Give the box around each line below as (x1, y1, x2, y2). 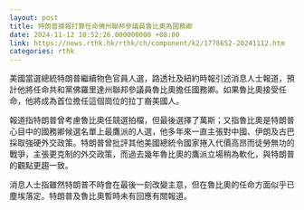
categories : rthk (9, 47, 75, 56)
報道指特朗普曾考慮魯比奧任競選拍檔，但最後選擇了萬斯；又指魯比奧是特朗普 (9, 115, 295, 126)
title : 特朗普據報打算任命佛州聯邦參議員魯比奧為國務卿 (9, 22, 193, 31)
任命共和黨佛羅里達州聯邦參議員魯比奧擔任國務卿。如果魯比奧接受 (33, 84, 279, 95)
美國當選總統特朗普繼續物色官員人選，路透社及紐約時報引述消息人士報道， (9, 73, 287, 84)
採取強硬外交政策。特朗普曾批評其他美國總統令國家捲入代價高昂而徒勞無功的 (9, 138, 295, 148)
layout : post (9, 13, 59, 23)
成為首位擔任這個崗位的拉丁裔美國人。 (40, 96, 184, 107)
